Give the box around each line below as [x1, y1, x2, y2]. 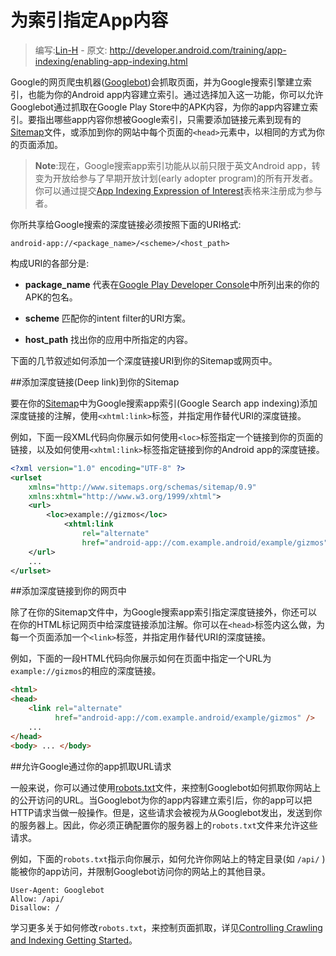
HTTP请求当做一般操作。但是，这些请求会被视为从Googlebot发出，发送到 [10, 806, 314, 818]
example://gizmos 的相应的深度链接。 [10, 665, 162, 677]
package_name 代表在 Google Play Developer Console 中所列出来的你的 [24, 278, 320, 290]
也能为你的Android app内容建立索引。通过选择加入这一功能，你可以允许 [27, 88, 324, 100]
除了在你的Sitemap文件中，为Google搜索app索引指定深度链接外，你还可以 [10, 606, 318, 618]
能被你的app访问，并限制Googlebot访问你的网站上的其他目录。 [10, 865, 271, 877]
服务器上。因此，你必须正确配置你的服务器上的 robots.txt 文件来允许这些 [18, 819, 318, 831]
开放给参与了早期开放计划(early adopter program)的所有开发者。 [52, 172, 319, 184]
